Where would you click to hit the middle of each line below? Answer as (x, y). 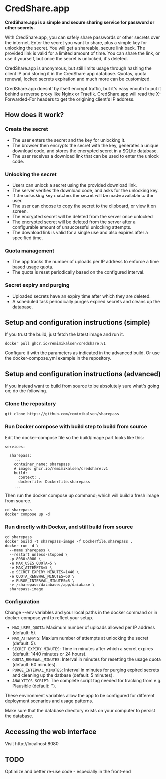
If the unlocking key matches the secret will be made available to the (83, 195)
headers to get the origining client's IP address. (86, 99)
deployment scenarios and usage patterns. (49, 701)
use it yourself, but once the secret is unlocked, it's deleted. (67, 58)
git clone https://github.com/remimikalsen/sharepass (62, 414)
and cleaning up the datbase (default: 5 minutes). (63, 675)
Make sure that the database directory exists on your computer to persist (80, 711)
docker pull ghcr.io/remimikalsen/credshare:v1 (56, 344)
